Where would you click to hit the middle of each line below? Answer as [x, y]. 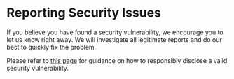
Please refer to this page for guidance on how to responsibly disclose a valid [117, 60]
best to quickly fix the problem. [51, 47]
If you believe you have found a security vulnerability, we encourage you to [115, 32]
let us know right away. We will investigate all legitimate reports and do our [114, 39]
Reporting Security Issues [84, 13]
